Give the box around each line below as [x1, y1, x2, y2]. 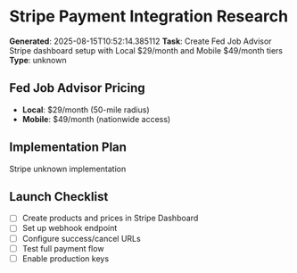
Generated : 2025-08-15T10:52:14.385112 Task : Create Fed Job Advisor [9, 36, 272, 46]
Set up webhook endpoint [21, 223, 118, 234]
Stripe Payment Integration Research [9, 6, 288, 27]
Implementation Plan [9, 140, 128, 155]
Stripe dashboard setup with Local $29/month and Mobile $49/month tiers [9, 45, 284, 55]
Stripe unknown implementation [9, 163, 127, 174]
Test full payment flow [21, 243, 104, 253]
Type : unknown [9, 54, 67, 65]
